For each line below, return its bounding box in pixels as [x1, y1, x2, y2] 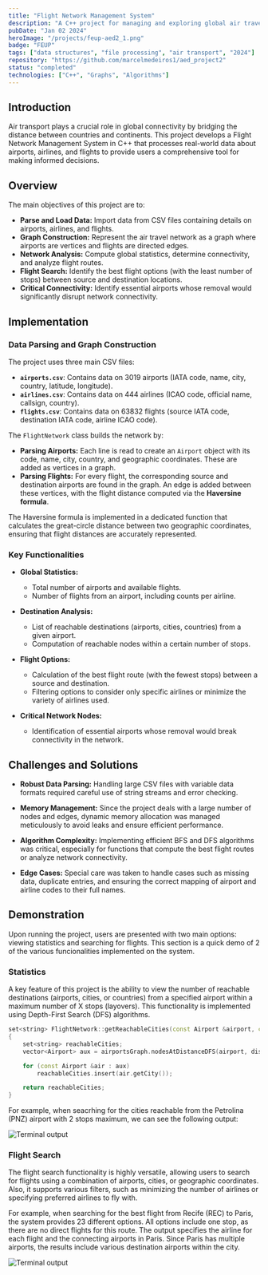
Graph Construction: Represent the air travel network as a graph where [19, 232, 257, 242]
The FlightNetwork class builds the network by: [8, 430, 164, 440]
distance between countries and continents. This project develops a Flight [8, 130, 252, 140]
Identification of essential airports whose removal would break [31, 727, 237, 736]
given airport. [31, 631, 77, 640]
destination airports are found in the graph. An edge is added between [19, 480, 251, 489]
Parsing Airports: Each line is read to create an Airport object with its [19, 445, 250, 455]
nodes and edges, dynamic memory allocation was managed [19, 812, 221, 822]
